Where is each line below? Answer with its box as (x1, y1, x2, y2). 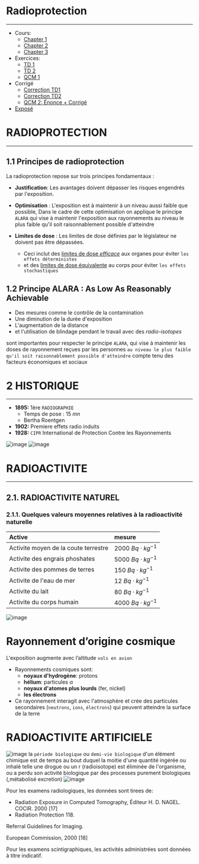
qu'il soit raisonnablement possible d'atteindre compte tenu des (6, 352, 174, 359)
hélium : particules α (23, 678, 73, 685)
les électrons (23, 691, 57, 698)
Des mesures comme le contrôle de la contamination (14, 309, 144, 316)
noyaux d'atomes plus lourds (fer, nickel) (23, 684, 126, 692)
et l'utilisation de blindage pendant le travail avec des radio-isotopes (14, 328, 182, 335)
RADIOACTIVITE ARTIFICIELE (6, 731, 153, 744)
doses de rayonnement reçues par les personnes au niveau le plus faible (6, 345, 191, 352)
